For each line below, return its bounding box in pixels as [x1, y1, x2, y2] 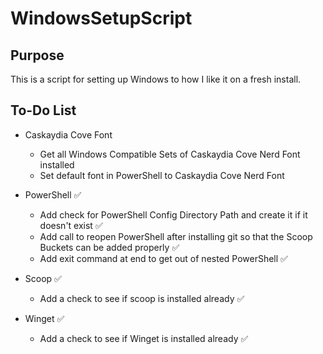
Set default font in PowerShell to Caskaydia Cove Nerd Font [39, 169, 285, 181]
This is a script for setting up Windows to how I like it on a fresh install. [10, 73, 302, 85]
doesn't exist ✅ [39, 219, 103, 231]
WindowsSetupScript [10, 7, 193, 30]
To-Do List [10, 102, 77, 119]
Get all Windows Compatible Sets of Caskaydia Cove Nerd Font [39, 148, 301, 160]
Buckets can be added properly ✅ [39, 241, 180, 253]
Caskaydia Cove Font [24, 128, 113, 141]
